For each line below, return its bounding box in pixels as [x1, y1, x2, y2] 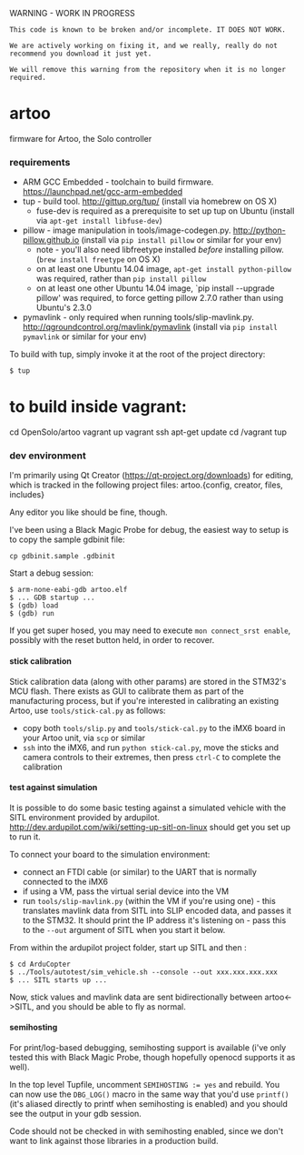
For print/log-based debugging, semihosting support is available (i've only [9, 1042, 287, 1053]
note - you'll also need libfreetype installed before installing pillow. [35, 245, 284, 256]
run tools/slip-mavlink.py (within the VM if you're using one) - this [22, 895, 277, 906]
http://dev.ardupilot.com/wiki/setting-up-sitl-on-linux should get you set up [9, 821, 291, 832]
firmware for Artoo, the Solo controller [9, 133, 152, 144]
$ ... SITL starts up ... [9, 975, 107, 985]
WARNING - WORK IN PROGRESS [9, 8, 135, 18]
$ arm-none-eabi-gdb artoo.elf [9, 586, 128, 595]
